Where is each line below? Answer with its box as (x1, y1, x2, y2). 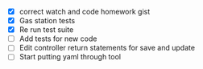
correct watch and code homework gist (19, 7, 151, 16)
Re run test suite (19, 25, 74, 34)
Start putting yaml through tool (19, 52, 122, 62)
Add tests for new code (19, 34, 97, 43)
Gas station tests (19, 16, 76, 26)
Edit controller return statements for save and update (19, 43, 195, 53)
